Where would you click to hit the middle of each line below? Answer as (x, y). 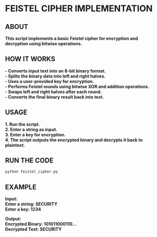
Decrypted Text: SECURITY (34, 229)
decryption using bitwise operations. (44, 44)
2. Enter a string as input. (31, 129)
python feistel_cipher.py (31, 172)
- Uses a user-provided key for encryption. (50, 81)
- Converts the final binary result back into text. (55, 97)
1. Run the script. (23, 124)
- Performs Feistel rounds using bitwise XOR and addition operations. (77, 86)
